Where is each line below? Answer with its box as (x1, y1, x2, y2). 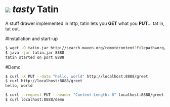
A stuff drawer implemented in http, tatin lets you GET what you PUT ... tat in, (5, 20, 165, 26)
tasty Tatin (12, 4, 59, 15)
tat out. (5, 25, 20, 31)
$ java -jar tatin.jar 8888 (5, 50, 65, 55)
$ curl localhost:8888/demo (5, 97, 65, 102)
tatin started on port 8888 (5, 55, 65, 60)
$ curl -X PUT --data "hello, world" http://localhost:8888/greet (5, 74, 148, 79)
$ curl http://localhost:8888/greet (5, 79, 82, 84)
